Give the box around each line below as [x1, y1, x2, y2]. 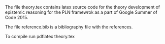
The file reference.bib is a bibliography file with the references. [5, 24, 133, 30]
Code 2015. [5, 15, 29, 20]
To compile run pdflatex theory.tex [5, 34, 75, 39]
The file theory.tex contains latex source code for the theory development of [5, 4, 160, 10]
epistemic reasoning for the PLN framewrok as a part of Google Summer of [5, 9, 158, 15]
